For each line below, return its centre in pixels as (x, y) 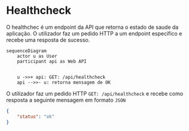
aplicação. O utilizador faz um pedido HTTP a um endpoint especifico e (94, 33)
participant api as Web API (52, 61)
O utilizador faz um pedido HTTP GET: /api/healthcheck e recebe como (95, 93)
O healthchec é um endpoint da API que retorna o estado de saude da (92, 27)
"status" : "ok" (36, 117)
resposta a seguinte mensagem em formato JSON (66, 100)
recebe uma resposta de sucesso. (48, 40)
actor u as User (37, 56)
